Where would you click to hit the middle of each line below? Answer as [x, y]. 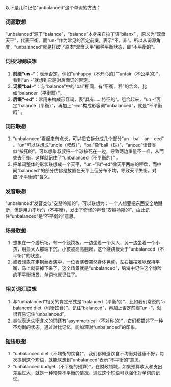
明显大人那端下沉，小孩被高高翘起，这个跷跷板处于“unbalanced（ [91, 249]
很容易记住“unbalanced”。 [40, 314]
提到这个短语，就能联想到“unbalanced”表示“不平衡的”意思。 [80, 360]
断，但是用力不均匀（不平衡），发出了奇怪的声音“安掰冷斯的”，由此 [75, 210]
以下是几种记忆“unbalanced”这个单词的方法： [53, 7]
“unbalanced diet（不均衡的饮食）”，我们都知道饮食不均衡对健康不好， [86, 354]
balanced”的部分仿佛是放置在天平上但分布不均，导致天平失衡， [85, 170]
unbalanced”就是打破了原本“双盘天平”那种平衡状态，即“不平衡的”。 [87, 47]
